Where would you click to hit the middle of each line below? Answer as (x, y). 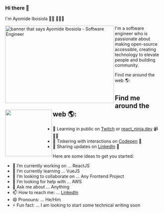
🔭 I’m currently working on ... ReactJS (51, 166)
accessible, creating (136, 50)
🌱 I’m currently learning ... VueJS (46, 171)
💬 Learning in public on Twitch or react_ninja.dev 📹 (105, 129)
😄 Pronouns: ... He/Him (37, 200)
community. (127, 65)
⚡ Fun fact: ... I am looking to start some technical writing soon (76, 205)
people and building (135, 60)
